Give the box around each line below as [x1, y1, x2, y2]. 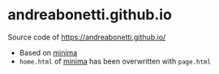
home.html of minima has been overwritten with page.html [19, 56, 212, 66]
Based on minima [19, 47, 78, 57]
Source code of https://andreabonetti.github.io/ [7, 32, 166, 42]
